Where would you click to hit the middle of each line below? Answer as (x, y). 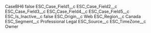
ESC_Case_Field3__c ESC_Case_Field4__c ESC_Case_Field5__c (67, 11)
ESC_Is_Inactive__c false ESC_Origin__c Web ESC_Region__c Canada (73, 16)
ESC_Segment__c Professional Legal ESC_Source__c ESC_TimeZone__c (75, 21)
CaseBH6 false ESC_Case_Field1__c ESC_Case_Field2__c (61, 6)
